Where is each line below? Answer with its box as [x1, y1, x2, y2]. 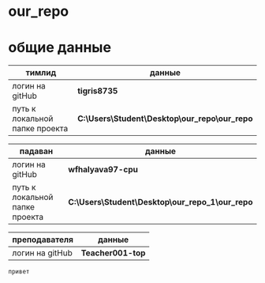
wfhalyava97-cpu [68, 164, 138, 175]
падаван [19, 145, 54, 157]
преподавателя [12, 234, 73, 245]
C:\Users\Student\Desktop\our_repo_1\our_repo [68, 197, 253, 208]
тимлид [25, 67, 57, 78]
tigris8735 [77, 85, 118, 96]
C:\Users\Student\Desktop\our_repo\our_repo [77, 113, 253, 124]
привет [8, 268, 30, 276]
